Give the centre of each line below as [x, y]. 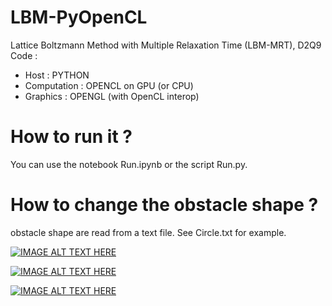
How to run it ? [71, 137]
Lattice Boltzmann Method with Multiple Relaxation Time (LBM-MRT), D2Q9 [166, 45]
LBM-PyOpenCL [79, 17]
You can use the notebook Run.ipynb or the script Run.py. [129, 164]
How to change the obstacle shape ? [164, 205]
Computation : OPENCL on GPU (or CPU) [109, 85]
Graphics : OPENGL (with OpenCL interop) [112, 96]
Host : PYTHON [57, 75]
